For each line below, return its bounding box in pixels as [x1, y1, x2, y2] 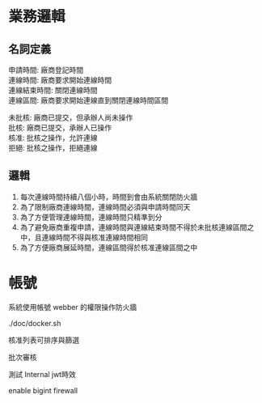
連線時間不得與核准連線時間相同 [41, 232, 148, 242]
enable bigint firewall [8, 385, 78, 395]
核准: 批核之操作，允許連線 [8, 133, 98, 142]
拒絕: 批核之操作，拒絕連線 [8, 143, 98, 152]
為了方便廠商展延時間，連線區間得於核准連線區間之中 [19, 242, 198, 252]
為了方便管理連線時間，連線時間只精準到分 [19, 212, 163, 222]
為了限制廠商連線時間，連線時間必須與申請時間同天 [19, 201, 191, 211]
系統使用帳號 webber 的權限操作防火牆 [8, 302, 137, 312]
